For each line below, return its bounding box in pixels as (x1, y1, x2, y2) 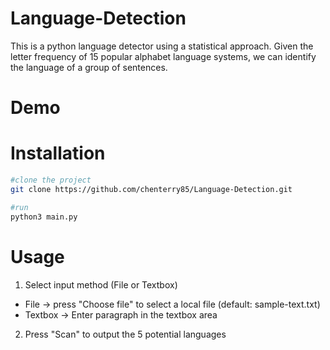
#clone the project (10, 175, 92, 186)
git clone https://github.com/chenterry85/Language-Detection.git (10, 184, 293, 194)
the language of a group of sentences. (10, 61, 168, 73)
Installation (10, 142, 106, 165)
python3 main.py (10, 212, 78, 222)
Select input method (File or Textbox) (24, 278, 178, 291)
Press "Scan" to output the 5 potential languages (24, 328, 227, 340)
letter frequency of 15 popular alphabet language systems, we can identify (10, 50, 317, 62)
